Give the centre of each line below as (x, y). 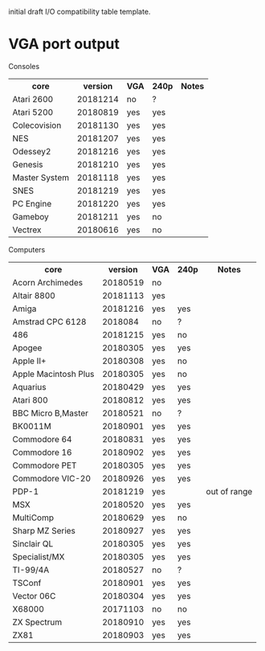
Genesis (28, 164)
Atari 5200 (33, 112)
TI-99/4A (31, 570)
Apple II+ (29, 361)
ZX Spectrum (37, 622)
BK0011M (32, 426)
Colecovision (37, 125)
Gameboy (31, 216)
